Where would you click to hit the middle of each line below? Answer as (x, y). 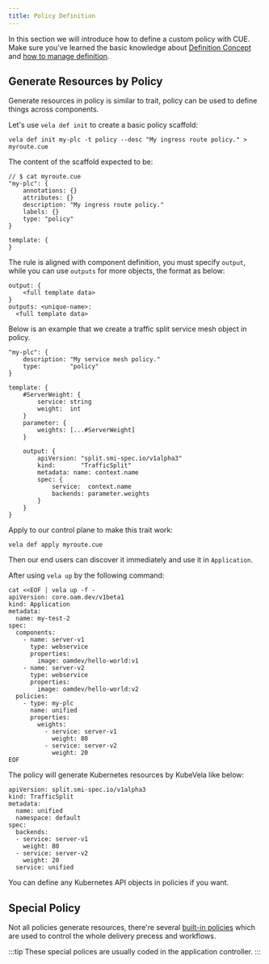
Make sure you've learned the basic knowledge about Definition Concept (130, 47)
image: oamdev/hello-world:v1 (88, 661)
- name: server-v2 (54, 668)
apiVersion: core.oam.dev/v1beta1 (67, 598)
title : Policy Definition (52, 16)
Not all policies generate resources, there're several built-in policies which (132, 928)
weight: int (59, 409)
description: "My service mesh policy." (92, 360)
